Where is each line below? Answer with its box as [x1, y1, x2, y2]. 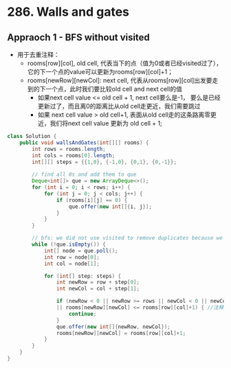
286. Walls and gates [7, 4, 129, 20]
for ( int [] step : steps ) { [43, 273, 122, 279]
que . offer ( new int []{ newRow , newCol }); [56, 323, 170, 330]
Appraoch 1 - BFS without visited [7, 32, 150, 43]
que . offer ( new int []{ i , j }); [68, 203, 153, 210]
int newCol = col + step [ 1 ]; [56, 286, 140, 292]
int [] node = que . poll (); [43, 247, 118, 254]
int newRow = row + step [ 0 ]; [56, 279, 140, 286]
